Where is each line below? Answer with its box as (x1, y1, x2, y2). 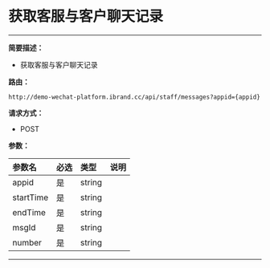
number (12, 237, 43, 248)
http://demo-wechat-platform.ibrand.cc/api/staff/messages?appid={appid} (8, 93, 261, 101)
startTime (12, 192, 49, 203)
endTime (12, 206, 47, 217)
